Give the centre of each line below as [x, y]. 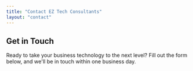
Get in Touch [30, 41]
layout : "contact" [29, 17]
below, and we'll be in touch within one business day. [71, 62]
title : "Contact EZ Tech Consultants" [54, 12]
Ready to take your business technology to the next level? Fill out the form [97, 55]
